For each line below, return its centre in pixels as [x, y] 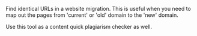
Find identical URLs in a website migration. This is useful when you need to [98, 9]
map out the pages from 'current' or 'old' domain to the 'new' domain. [92, 15]
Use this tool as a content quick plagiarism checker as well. [79, 27]
